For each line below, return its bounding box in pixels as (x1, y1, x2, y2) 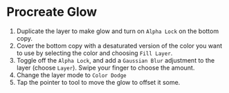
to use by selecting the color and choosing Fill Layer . (16, 49, 173, 57)
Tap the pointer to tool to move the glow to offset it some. (16, 78, 181, 86)
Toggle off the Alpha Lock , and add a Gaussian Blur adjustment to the (16, 56, 215, 64)
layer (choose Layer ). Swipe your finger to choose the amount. (16, 63, 195, 72)
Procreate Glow (6, 4, 98, 20)
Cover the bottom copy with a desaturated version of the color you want (16, 41, 223, 50)
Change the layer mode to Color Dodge (16, 70, 127, 79)
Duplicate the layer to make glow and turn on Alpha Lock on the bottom (16, 27, 219, 35)
